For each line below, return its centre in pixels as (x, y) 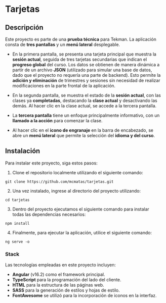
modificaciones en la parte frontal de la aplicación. (64, 86)
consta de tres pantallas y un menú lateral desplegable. (62, 45)
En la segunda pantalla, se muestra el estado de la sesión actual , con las (86, 95)
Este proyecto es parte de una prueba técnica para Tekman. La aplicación (81, 39)
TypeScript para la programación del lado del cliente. (67, 280)
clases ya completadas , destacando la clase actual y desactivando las (85, 101)
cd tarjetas (17, 200)
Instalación (23, 151)
